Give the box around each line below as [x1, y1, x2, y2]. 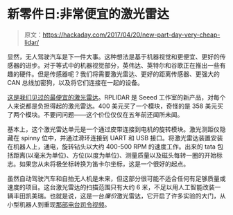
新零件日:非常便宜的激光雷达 [7, 6, 170, 22]
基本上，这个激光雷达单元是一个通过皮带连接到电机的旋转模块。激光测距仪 [7, 125, 220, 133]
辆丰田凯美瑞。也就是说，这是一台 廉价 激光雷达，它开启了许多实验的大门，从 [7, 191, 226, 200]
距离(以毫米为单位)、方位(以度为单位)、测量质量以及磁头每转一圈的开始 [12, 151, 217, 159]
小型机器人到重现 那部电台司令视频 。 [7, 200, 111, 208]
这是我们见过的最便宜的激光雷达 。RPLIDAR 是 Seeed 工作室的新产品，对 [7, 93, 214, 101]
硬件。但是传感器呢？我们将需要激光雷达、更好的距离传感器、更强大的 [19, 70, 220, 78]
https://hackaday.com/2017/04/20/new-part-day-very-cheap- [42, 30, 221, 39]
